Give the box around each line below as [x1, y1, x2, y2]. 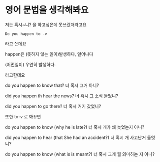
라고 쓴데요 [5, 40, 27, 47]
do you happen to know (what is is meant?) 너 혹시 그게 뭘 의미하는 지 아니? [5, 151, 155, 157]
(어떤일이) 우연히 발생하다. [5, 61, 56, 67]
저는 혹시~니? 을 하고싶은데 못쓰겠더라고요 [5, 22, 87, 27]
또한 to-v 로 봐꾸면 [5, 113, 41, 119]
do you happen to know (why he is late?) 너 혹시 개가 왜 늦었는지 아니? [5, 124, 145, 130]
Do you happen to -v [5, 31, 48, 36]
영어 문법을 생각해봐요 [5, 4, 89, 16]
